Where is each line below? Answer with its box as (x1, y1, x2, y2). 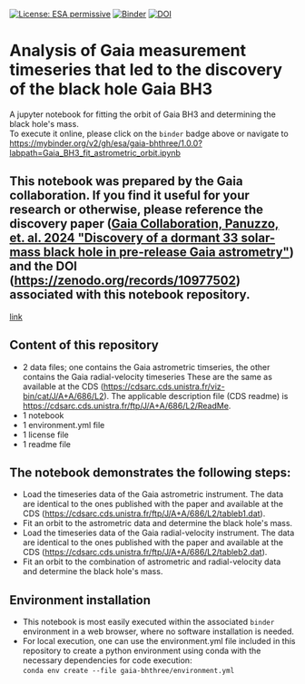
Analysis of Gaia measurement (9, 41, 247, 61)
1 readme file (22, 438, 71, 449)
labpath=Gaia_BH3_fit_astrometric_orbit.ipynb (9, 147, 182, 158)
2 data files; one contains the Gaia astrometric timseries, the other (22, 361, 271, 372)
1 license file (22, 429, 70, 440)
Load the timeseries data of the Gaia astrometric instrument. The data (22, 489, 284, 500)
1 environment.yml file (22, 419, 105, 430)
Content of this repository (9, 337, 159, 353)
